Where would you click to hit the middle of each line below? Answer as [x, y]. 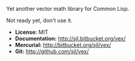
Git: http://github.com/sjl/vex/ [52, 51]
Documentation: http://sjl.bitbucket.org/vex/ [70, 38]
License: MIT [32, 32]
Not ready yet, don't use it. [39, 20]
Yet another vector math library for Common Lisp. [68, 9]
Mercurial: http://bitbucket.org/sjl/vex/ [63, 45]
